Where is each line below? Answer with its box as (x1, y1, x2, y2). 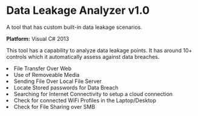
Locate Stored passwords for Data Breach (14, 84, 119, 91)
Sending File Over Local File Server (14, 78, 102, 85)
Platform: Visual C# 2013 (6, 35, 70, 42)
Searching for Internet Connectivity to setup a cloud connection (14, 90, 173, 97)
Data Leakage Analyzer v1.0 (6, 4, 150, 17)
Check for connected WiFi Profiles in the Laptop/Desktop (14, 97, 156, 104)
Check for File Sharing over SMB (14, 103, 96, 110)
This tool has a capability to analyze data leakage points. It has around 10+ (6, 46, 193, 54)
